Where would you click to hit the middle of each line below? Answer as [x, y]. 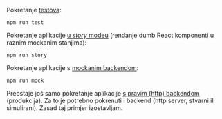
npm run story [27, 55]
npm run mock [25, 80]
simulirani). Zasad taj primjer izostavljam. [65, 108]
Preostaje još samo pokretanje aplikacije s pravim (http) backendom [103, 93]
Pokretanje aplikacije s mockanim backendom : [73, 68]
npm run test [25, 23]
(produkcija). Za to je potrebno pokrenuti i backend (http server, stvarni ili [111, 100]
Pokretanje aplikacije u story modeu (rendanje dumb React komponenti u [110, 35]
